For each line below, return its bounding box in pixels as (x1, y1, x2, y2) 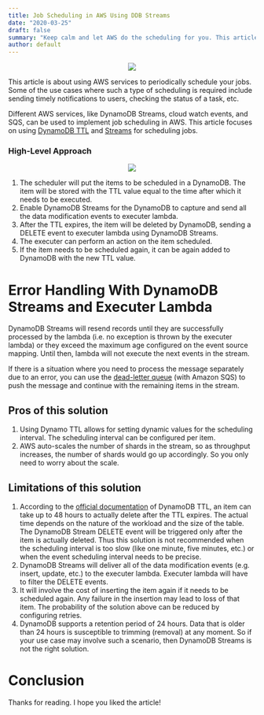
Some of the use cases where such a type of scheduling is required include (8, 86, 253, 95)
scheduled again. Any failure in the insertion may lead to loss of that (19, 594, 240, 603)
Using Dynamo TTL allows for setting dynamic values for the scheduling (19, 424, 253, 434)
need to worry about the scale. (19, 458, 119, 468)
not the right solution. (19, 643, 90, 654)
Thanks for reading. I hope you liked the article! (8, 698, 161, 707)
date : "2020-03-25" (8, 19, 72, 27)
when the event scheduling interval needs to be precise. (19, 552, 202, 561)
